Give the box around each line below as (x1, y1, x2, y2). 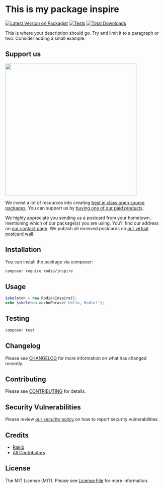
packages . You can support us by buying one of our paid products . (5, 205, 144, 211)
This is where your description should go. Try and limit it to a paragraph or (5, 30, 159, 36)
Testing (5, 314, 30, 323)
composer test (5, 327, 35, 333)
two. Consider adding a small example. (5, 35, 86, 41)
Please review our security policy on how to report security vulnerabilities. (5, 416, 159, 423)
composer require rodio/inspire (5, 268, 73, 273)
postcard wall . (5, 231, 35, 237)
